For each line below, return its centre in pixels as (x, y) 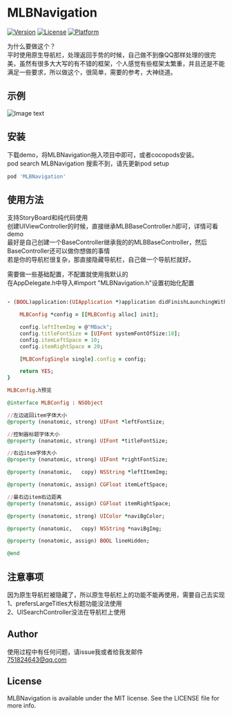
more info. (22, 705)
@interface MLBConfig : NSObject (55, 403)
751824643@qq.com (37, 660)
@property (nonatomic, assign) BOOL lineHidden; (78, 541)
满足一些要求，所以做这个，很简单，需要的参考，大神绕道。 (92, 72)
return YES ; (37, 372)
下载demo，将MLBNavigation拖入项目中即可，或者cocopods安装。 (103, 154)
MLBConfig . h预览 (29, 390)
